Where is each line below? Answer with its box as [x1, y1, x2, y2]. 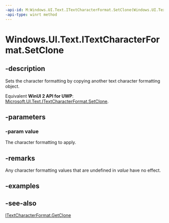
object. [5, 83, 20, 89]
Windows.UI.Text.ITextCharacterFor [5, 34, 160, 45]
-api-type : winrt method [5, 12, 57, 17]
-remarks [5, 154, 35, 163]
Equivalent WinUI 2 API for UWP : [5, 93, 74, 99]
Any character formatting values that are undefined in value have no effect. [5, 167, 161, 173]
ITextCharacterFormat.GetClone [5, 212, 71, 218]
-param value [5, 128, 39, 135]
